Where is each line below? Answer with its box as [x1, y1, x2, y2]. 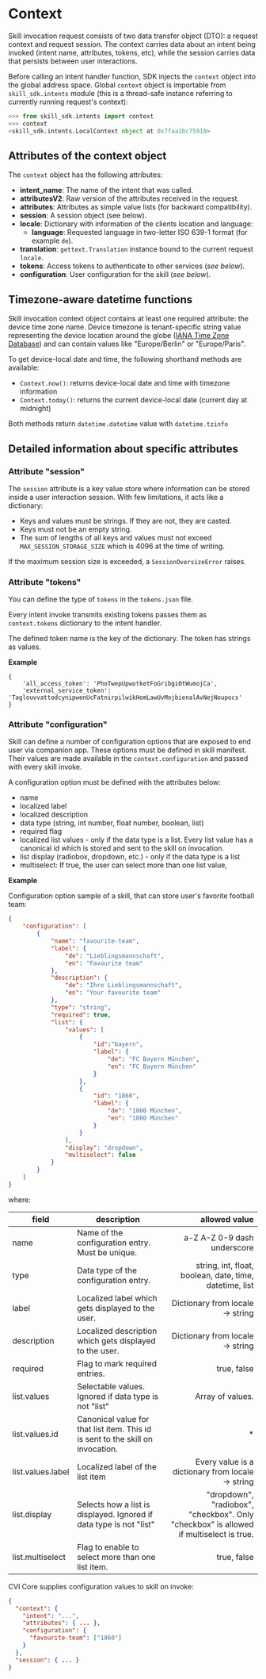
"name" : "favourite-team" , [50, 937, 140, 945]
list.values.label [12, 1466, 70, 1477]
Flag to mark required [76, 1358, 157, 1369]
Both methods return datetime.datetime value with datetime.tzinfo [8, 419, 228, 428]
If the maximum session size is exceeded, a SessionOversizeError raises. [8, 556, 247, 566]
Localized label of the [76, 1461, 157, 1472]
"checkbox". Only [188, 1508, 254, 1520]
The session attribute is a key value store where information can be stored [8, 483, 251, 493]
